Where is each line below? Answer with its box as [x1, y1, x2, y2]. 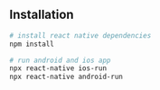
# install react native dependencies [9, 31, 152, 40]
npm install [9, 40, 54, 49]
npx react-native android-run [9, 72, 124, 82]
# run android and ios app [9, 56, 111, 65]
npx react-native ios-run [9, 64, 107, 73]
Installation [9, 7, 74, 22]
